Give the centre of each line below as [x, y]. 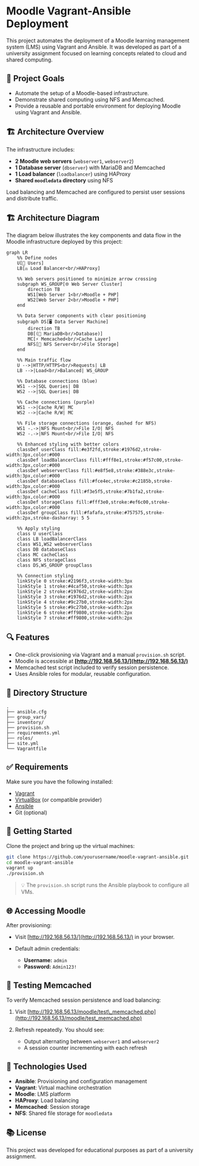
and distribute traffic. [32, 198]
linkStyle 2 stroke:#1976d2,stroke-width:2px [75, 592]
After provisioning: [29, 925]
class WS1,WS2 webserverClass [55, 545]
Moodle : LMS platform [43, 1094]
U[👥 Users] [31, 263]
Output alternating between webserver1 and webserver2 [92, 1041]
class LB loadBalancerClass [52, 539]
